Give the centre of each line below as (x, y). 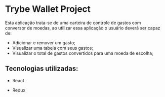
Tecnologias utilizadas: (41, 69)
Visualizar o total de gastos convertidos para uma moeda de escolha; (83, 53)
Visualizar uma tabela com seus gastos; (53, 48)
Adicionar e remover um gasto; (44, 42)
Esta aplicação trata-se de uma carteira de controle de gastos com (73, 23)
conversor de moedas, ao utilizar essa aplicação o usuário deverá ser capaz (83, 28)
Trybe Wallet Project (48, 9)
